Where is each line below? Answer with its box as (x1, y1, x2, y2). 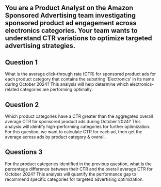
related (5, 87, 19, 93)
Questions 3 (5, 148, 43, 156)
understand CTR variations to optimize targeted (5, 34, 152, 43)
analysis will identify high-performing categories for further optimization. (5, 124, 150, 130)
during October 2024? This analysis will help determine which (5, 81, 129, 87)
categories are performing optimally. (20, 87, 93, 93)
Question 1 (5, 58, 38, 66)
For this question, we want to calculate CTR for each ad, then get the (5, 129, 143, 135)
